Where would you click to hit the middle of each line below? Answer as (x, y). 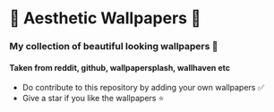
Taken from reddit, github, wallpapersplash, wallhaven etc (120, 67)
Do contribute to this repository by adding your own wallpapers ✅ (143, 88)
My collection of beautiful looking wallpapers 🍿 (114, 47)
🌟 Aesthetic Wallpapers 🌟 (105, 18)
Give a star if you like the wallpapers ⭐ (93, 99)
